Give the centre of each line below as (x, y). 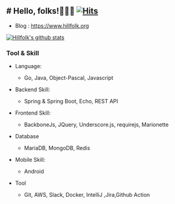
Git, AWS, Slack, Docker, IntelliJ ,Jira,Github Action (87, 195)
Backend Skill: (32, 90)
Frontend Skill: (33, 113)
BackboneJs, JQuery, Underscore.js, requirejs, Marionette (96, 125)
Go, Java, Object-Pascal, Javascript (68, 78)
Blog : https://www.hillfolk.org (52, 25)
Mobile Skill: (30, 160)
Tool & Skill (23, 53)
